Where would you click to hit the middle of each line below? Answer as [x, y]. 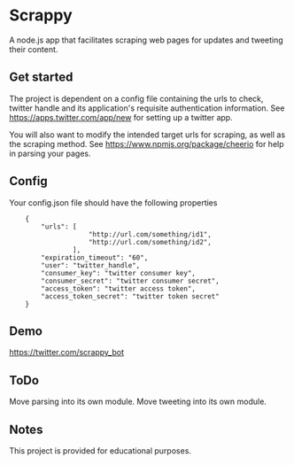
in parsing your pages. [50, 153]
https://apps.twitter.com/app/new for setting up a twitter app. [121, 117]
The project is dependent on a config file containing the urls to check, [136, 98]
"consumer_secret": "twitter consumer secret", [130, 281]
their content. [34, 49]
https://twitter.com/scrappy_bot [67, 353]
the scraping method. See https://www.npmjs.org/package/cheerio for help [147, 143]
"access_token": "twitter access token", [119, 289]
